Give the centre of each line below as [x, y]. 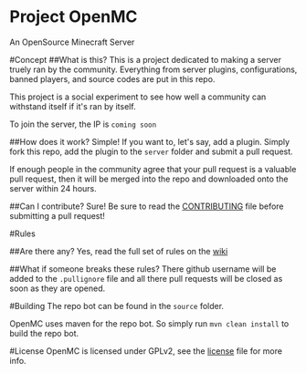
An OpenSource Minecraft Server [72, 42]
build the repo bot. [44, 333]
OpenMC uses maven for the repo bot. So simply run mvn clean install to [149, 323]
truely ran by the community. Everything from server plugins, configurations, [153, 69]
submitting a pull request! [57, 215]
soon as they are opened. [58, 288]
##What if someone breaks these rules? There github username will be [143, 269]
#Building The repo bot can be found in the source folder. [117, 306]
